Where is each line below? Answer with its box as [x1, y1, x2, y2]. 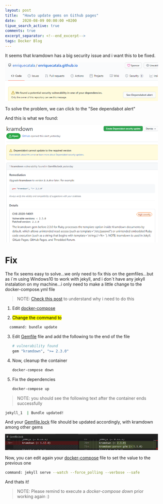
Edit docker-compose [12, 306, 56, 311]
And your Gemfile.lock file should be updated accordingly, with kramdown [5, 419, 153, 425]
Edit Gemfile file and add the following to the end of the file [12, 334, 130, 340]
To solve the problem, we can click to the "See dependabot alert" [5, 106, 136, 111]
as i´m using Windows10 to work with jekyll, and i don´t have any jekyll [5, 276, 146, 282]
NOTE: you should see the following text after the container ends [16, 395, 147, 401]
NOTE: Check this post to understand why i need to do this [16, 296, 134, 302]
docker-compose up [12, 386, 49, 391]
